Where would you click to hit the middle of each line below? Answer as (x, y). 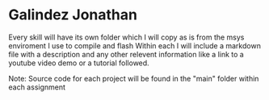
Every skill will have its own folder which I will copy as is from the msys (126, 37)
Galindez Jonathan (73, 15)
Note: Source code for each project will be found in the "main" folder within (134, 78)
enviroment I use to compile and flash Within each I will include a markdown (134, 45)
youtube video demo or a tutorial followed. (79, 63)
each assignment (37, 87)
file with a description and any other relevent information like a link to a (126, 54)
